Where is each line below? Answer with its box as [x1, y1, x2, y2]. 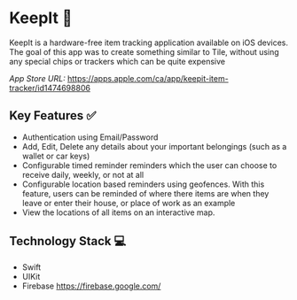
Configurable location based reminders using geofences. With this [21, 179, 265, 189]
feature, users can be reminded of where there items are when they [21, 188, 270, 198]
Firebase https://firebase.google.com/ [21, 281, 161, 291]
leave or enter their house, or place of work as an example [21, 197, 236, 208]
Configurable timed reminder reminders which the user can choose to [21, 159, 277, 171]
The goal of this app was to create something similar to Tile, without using [9, 46, 279, 57]
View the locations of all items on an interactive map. [21, 207, 215, 218]
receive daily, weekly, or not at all [21, 169, 145, 180]
